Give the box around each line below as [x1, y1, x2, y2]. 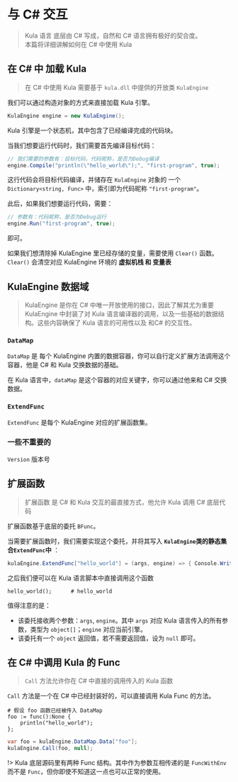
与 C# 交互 [7, 6, 69, 23]
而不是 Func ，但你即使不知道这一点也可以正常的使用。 [7, 767, 165, 776]
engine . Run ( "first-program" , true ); [7, 220, 115, 228]
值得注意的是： [7, 601, 51, 610]
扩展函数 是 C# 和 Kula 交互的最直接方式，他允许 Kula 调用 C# [24, 498, 205, 506]
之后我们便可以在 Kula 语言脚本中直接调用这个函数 [7, 574, 154, 582]
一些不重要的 [7, 437, 52, 447]
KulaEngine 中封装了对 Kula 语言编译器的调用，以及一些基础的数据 [24, 309, 218, 318]
